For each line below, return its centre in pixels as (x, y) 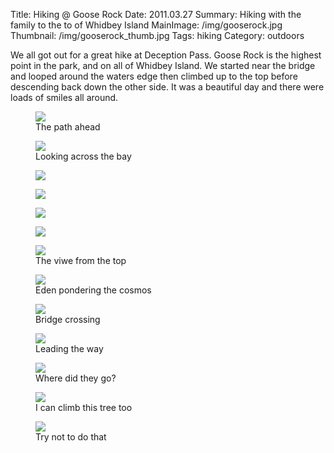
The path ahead (68, 127)
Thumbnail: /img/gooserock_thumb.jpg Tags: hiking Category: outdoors (157, 35)
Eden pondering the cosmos (93, 290)
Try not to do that (71, 437)
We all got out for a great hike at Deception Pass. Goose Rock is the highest (166, 55)
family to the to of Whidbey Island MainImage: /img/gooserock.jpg (146, 25)
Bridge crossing (68, 319)
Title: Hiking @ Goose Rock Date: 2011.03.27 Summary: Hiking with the (156, 14)
